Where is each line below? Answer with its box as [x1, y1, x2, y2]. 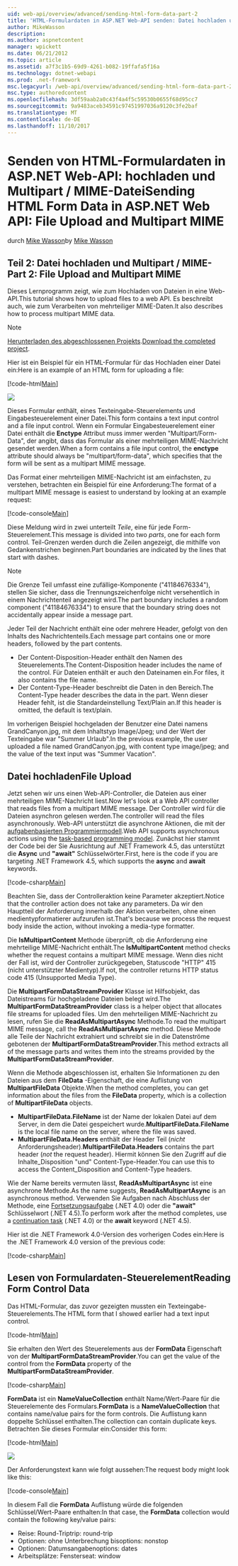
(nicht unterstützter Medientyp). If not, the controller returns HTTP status [7, 966, 219, 974]
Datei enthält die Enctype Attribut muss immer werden [7, 429, 166, 438]
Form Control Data [7, 1283, 90, 1295]
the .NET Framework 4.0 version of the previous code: [7, 1238, 166, 1246]
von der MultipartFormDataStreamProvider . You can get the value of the [7, 1351, 220, 1361]
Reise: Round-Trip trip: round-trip [17, 1528, 113, 1538]
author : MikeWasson [7, 23, 65, 30]
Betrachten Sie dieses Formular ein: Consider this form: [7, 1424, 168, 1433]
